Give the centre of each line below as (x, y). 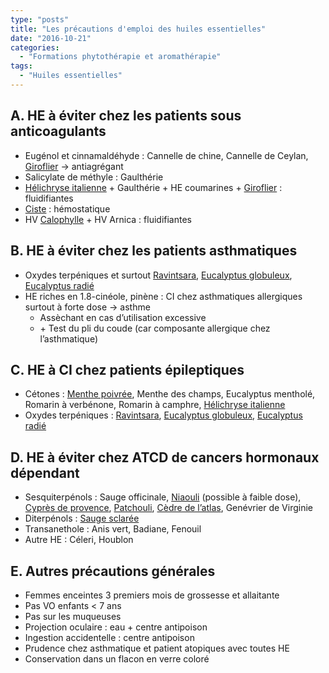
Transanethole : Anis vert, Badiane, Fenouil (113, 529)
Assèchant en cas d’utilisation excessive (123, 317)
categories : (35, 47)
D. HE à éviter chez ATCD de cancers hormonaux (165, 457)
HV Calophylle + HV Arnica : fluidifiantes (108, 219)
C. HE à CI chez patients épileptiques (127, 369)
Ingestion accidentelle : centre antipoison (109, 637)
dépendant (45, 472)
